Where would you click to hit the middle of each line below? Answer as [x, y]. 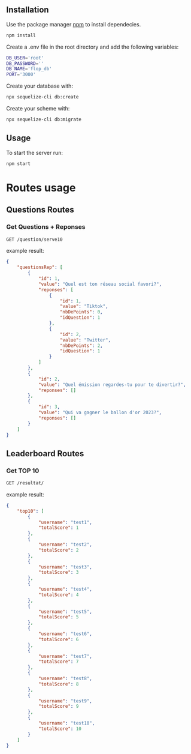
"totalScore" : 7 [58, 662]
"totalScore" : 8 [58, 684]
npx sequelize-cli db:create [43, 97]
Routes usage [41, 188]
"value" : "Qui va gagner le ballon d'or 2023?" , [100, 412]
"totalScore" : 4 [58, 595]
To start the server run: [34, 152]
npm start [19, 164]
